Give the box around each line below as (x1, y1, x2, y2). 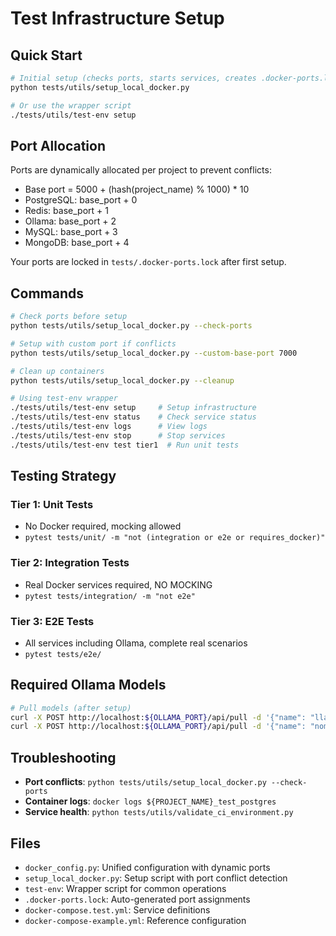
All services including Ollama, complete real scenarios (24, 637, 248, 649)
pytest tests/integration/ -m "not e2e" (24, 591, 196, 601)
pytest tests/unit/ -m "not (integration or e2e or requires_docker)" (24, 533, 326, 543)
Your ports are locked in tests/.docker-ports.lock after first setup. (10, 256, 287, 268)
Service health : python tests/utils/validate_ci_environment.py (24, 806, 294, 818)
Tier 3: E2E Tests (10, 614, 95, 628)
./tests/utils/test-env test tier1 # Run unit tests (10, 440, 240, 450)
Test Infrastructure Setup (10, 7, 225, 30)
